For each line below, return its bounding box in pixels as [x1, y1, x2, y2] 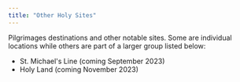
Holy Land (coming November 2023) [19, 64, 139, 74]
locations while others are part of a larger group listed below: [8, 41, 206, 51]
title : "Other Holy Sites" [8, 11, 97, 20]
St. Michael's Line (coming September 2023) [19, 56, 165, 66]
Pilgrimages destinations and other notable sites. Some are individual [8, 33, 232, 42]
